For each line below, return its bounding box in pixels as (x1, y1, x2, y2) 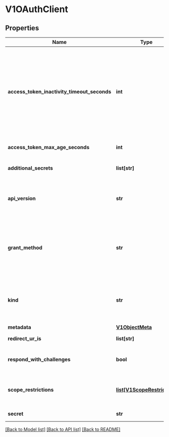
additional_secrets (8, 165, 53, 171)
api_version (8, 195, 36, 202)
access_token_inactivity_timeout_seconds (8, 88, 112, 95)
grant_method (8, 244, 43, 251)
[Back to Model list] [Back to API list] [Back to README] (5, 426, 121, 432)
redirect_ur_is (8, 335, 42, 342)
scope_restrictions (8, 386, 54, 393)
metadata (8, 324, 31, 330)
